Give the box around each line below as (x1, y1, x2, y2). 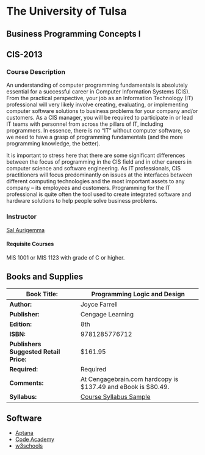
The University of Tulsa (6, 4, 127, 18)
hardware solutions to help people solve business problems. (6, 197, 157, 205)
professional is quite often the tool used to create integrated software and (6, 191, 192, 198)
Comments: (9, 379, 44, 387)
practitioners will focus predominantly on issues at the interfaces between (6, 171, 193, 178)
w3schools (15, 442, 43, 450)
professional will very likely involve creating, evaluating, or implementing (6, 101, 189, 108)
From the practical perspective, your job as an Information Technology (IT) (6, 95, 193, 102)
